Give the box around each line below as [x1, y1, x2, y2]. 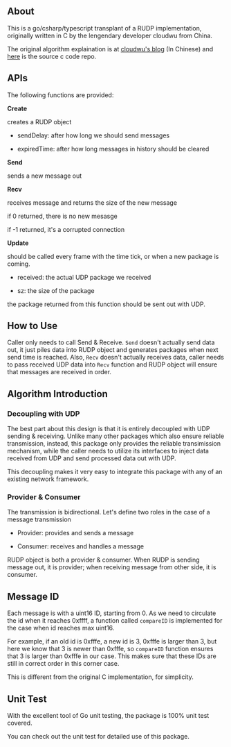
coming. [7, 260, 30, 268]
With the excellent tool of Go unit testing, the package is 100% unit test [7, 712, 210, 720]
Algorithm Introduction [7, 388, 109, 400]
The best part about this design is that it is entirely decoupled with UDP [7, 425, 210, 433]
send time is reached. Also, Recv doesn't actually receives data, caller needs [7, 353, 225, 362]
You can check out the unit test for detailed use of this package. [7, 732, 190, 741]
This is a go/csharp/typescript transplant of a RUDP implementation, [7, 24, 202, 32]
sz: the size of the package [17, 286, 95, 294]
